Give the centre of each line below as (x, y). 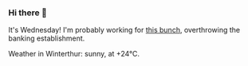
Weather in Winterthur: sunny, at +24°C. (74, 54)
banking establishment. (47, 38)
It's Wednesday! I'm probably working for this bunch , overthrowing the (124, 30)
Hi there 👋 (28, 13)
